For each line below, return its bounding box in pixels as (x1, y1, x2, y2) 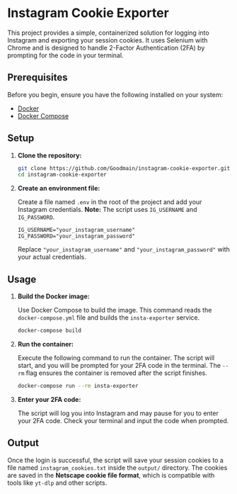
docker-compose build (17, 327, 81, 335)
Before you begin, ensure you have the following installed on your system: (7, 90, 224, 99)
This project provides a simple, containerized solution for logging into (7, 28, 210, 37)
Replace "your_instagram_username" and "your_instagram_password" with (17, 245, 230, 254)
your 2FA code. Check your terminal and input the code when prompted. (17, 416, 229, 425)
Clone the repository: (17, 151, 82, 159)
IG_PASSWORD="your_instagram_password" (17, 232, 136, 240)
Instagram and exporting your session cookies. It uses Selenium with (7, 35, 208, 44)
